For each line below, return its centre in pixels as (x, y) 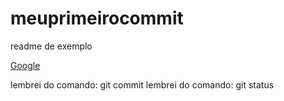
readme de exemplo (51, 46)
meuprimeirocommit (97, 18)
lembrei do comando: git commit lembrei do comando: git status (142, 84)
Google (25, 65)
